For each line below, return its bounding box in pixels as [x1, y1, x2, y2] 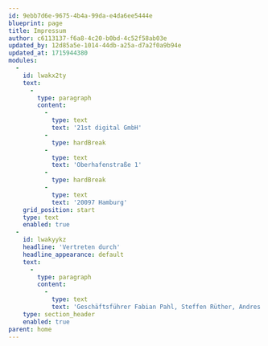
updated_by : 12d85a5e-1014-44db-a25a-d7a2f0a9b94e [8, 42, 182, 50]
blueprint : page [8, 19, 63, 27]
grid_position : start [23, 206, 95, 214]
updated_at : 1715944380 [8, 49, 89, 57]
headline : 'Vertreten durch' [23, 243, 121, 251]
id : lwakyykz [23, 236, 67, 244]
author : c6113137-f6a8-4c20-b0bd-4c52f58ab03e [8, 34, 167, 43]
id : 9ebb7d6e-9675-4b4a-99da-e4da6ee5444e [8, 11, 153, 20]
